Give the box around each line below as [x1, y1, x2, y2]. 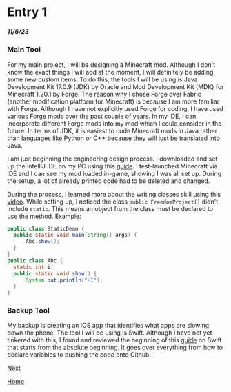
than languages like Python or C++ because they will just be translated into [7, 134, 221, 142]
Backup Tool [7, 306, 50, 315]
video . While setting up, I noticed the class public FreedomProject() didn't [7, 197, 219, 206]
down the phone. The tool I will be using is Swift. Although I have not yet [7, 329, 212, 337]
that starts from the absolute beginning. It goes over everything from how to [7, 343, 223, 352]
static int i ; [13, 264, 54, 271]
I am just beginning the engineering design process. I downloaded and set [7, 155, 218, 163]
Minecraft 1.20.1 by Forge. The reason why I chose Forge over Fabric [7, 90, 201, 98]
